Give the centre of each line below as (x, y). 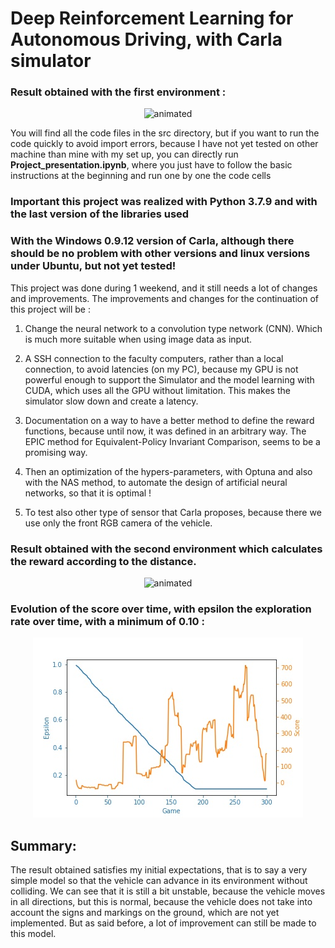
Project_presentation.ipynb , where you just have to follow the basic (151, 165)
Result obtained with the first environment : (118, 92)
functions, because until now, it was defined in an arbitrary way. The (165, 431)
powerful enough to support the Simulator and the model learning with (169, 379)
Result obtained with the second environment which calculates (166, 549)
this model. (33, 934)
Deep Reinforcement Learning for (152, 18)
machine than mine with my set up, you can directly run (124, 154)
